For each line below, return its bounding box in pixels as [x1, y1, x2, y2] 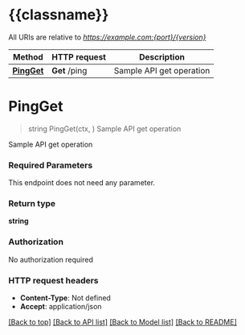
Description [139, 51, 185, 62]
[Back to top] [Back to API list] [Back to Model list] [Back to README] [8, 317, 237, 327]
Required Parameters [8, 159, 93, 171]
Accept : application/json [19, 302, 102, 312]
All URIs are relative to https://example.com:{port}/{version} [8, 32, 206, 42]
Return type [8, 198, 56, 209]
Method [12, 51, 44, 62]
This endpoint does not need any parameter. [8, 178, 155, 188]
